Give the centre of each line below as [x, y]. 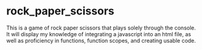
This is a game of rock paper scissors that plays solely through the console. [101, 28]
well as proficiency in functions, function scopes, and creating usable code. [101, 40]
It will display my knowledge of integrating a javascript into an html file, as [99, 34]
